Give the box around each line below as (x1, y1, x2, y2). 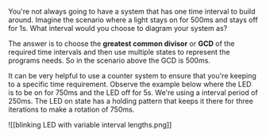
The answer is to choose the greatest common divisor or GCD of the (8, 39, 235, 48)
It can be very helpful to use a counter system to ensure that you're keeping (8, 71, 256, 80)
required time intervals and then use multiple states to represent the (8, 48, 230, 56)
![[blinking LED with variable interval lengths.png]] (8, 120, 172, 129)
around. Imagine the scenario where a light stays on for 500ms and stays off (8, 15, 258, 25)
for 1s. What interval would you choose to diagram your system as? (8, 24, 228, 32)
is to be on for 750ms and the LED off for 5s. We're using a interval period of (8, 88, 258, 97)
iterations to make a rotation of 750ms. (8, 105, 135, 114)
